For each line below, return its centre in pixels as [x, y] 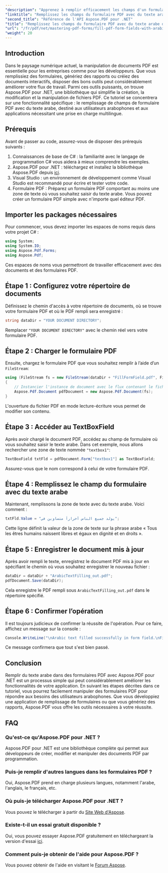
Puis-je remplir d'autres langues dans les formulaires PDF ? [79, 772]
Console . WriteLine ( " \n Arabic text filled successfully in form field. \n [82, 638]
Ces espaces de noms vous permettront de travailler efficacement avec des [83, 265]
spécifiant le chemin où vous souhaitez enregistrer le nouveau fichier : [77, 567]
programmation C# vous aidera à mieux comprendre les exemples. [81, 161]
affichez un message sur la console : [43, 629]
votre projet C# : [22, 232]
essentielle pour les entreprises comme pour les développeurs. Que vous [80, 71]
